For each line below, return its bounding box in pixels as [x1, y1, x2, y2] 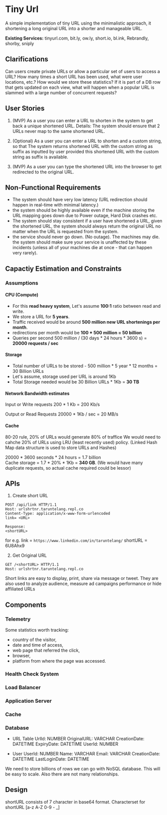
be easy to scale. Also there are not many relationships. [5, 771, 119, 777]
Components [5, 600, 46, 609]
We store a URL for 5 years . [12, 313, 70, 319]
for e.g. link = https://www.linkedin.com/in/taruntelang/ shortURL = [5, 537, 148, 543]
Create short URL [12, 493, 48, 499]
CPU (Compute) [5, 292, 38, 298]
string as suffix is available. [12, 154, 68, 160]
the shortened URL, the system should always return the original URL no [12, 223, 161, 229]
